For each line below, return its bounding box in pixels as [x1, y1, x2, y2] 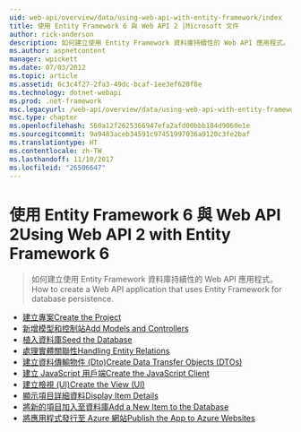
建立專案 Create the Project [21, 312, 122, 323]
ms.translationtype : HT [9, 138, 99, 147]
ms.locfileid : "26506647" [9, 163, 106, 172]
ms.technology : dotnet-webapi [9, 88, 123, 97]
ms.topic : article [9, 72, 78, 81]
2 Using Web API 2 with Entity [9, 224, 231, 245]
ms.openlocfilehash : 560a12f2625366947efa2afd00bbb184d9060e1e [9, 122, 251, 131]
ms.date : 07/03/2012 [9, 64, 87, 73]
